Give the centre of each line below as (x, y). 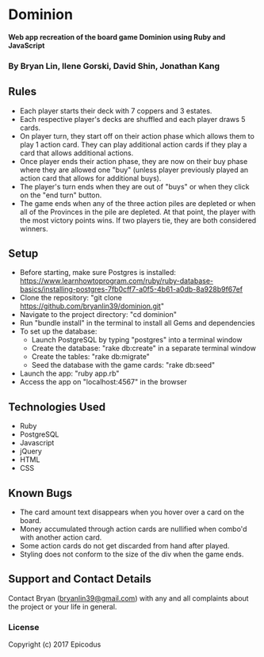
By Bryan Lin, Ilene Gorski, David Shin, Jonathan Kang (114, 66)
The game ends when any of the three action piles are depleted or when (138, 203)
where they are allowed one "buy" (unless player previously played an (134, 170)
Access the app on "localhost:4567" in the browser (103, 382)
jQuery (31, 451)
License (24, 627)
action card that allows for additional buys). (90, 178)
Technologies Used (57, 407)
